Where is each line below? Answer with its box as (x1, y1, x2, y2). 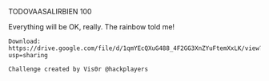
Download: (8, 37, 42, 45)
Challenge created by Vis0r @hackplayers (8, 65, 149, 73)
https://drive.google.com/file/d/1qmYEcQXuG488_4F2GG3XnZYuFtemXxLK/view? (8, 44, 263, 52)
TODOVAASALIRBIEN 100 (8, 7, 92, 16)
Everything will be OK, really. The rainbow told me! (8, 22, 175, 31)
